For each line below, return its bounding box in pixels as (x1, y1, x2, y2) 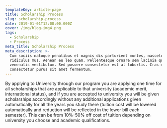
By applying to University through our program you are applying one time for (5, 81, 162, 86)
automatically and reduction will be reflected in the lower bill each (5, 107, 140, 113)
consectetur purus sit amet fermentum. (9, 67, 92, 72)
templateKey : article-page (5, 7, 61, 12)
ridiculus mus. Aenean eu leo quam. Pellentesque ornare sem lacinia (9, 58, 157, 63)
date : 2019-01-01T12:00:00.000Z (5, 21, 72, 26)
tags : (5, 30, 16, 35)
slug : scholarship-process (5, 16, 61, 21)
